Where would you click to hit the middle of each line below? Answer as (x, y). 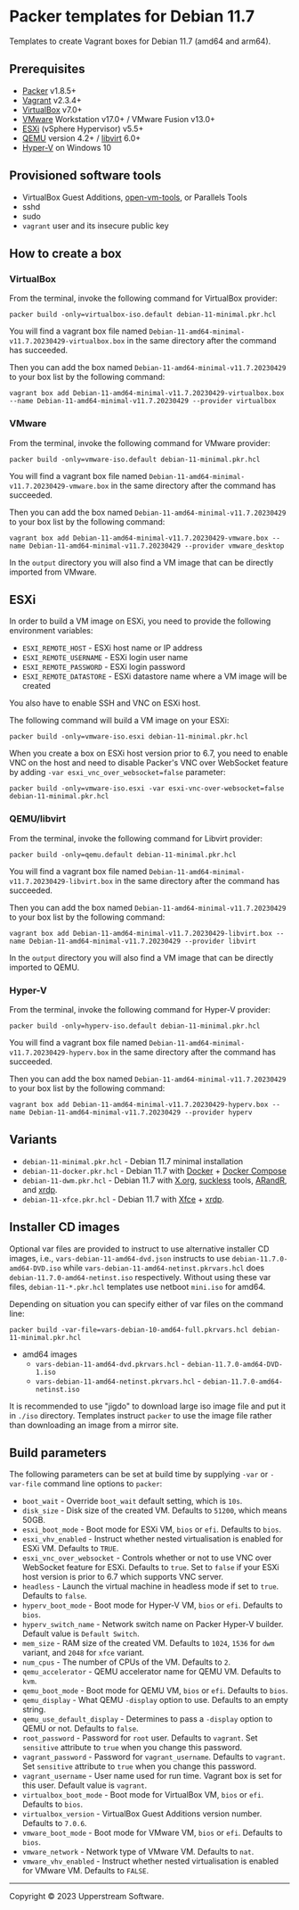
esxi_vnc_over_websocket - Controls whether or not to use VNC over (147, 1558)
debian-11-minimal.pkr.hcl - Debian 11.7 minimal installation (133, 1161)
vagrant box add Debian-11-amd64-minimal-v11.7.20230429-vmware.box (139, 538)
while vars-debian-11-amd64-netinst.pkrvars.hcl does (164, 1268)
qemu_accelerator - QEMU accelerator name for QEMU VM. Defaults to (152, 1672)
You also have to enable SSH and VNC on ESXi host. (105, 703)
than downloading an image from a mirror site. (94, 1425)
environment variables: (51, 631)
